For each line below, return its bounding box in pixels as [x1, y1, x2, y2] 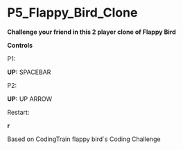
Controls [7, 41, 33, 49]
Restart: [7, 108, 30, 116]
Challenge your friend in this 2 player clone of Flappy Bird [7, 28, 176, 36]
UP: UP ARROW [7, 95, 53, 103]
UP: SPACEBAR [7, 68, 51, 76]
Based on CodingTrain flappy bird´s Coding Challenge [7, 135, 161, 143]
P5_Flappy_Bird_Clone [7, 5, 138, 21]
